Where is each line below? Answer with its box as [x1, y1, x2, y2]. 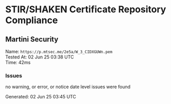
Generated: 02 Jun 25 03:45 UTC [5, 94, 76, 100]
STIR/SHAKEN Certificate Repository [5, 4, 166, 15]
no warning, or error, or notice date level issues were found [5, 84, 131, 90]
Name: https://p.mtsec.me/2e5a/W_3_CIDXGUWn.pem [5, 49, 113, 54]
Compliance [5, 14, 58, 26]
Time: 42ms [5, 59, 31, 65]
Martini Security [5, 35, 59, 44]
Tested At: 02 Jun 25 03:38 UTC [5, 54, 74, 60]
